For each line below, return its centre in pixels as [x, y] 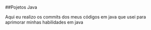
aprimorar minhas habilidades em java [44, 22]
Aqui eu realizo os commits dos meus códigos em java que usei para [75, 17]
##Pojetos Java [21, 7]
